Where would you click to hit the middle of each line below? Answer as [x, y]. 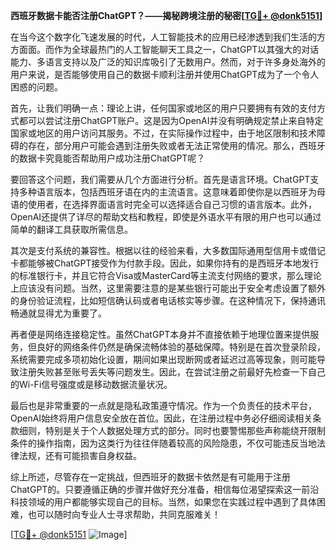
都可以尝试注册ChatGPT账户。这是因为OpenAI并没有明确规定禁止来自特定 [171, 120]
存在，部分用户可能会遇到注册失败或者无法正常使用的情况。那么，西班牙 [176, 145]
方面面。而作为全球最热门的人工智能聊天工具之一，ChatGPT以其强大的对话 [165, 49]
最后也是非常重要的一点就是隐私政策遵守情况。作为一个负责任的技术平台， [163, 405]
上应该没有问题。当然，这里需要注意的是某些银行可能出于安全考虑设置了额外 [168, 288]
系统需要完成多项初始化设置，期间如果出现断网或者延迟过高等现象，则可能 [163, 359]
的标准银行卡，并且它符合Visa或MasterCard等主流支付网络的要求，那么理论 [166, 275]
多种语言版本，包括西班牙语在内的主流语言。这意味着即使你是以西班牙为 [167, 192]
